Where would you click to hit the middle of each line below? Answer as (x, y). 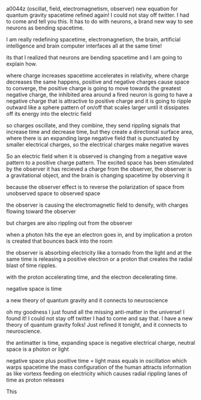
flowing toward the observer (41, 211)
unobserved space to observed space (53, 193)
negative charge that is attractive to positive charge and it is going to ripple (99, 101)
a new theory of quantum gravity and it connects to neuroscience (87, 300)
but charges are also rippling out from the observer (70, 223)
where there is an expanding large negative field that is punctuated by (93, 138)
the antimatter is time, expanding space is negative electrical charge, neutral (101, 343)
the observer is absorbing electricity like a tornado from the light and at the (99, 253)
